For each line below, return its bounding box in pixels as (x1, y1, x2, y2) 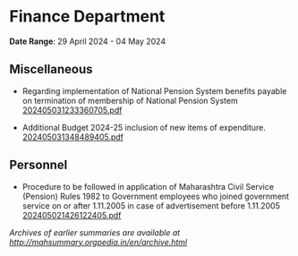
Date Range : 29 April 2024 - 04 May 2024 (9, 36, 166, 47)
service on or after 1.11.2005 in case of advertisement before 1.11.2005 (21, 200, 280, 211)
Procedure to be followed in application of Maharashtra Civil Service (21, 181, 275, 192)
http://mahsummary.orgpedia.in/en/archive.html (9, 236, 188, 247)
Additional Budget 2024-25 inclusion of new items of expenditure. (21, 122, 267, 132)
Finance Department (9, 6, 166, 27)
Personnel (9, 158, 68, 173)
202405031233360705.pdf (21, 105, 123, 115)
